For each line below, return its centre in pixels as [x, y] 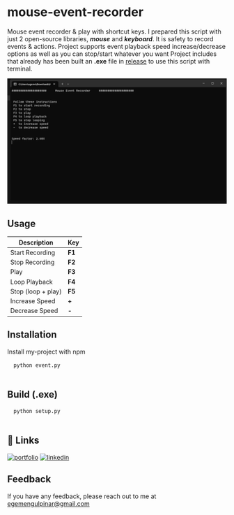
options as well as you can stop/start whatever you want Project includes [112, 54]
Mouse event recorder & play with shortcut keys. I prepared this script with [114, 31]
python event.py [37, 365]
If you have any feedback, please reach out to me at [82, 496]
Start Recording [33, 252]
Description [36, 242]
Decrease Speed [34, 311]
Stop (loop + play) [36, 291]
